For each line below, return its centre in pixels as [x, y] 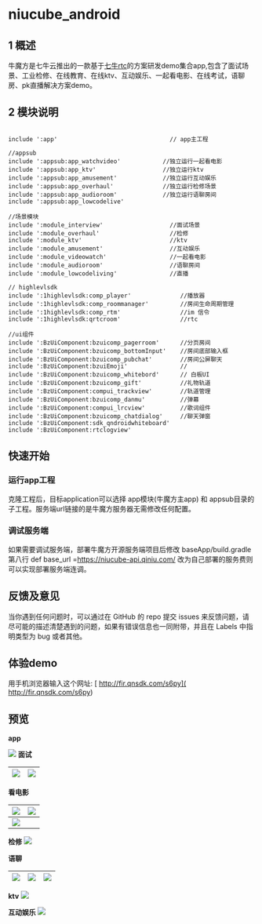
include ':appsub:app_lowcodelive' [66, 202]
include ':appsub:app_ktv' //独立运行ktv [106, 169]
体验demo [33, 663]
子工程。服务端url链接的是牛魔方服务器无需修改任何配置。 [102, 508]
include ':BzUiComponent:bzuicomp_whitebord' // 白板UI [109, 374]
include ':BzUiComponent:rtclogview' [70, 430]
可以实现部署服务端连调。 [49, 569]
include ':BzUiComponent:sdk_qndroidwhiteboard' [89, 423]
